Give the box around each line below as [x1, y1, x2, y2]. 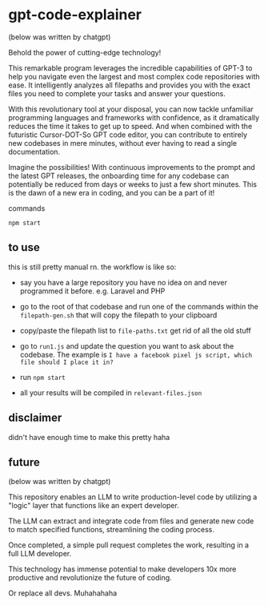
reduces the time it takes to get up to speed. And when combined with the [8, 121, 253, 131]
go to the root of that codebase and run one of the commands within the [19, 301, 258, 311]
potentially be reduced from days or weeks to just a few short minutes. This [8, 179, 258, 189]
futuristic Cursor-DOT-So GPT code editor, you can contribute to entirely [8, 130, 248, 139]
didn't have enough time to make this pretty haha [8, 432, 170, 442]
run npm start [19, 372, 66, 382]
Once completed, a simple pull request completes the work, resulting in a [8, 540, 250, 550]
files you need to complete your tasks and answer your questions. [8, 88, 226, 98]
